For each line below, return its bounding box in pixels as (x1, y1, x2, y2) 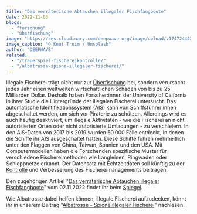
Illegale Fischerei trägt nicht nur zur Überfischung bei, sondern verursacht (6, 79, 186, 86)
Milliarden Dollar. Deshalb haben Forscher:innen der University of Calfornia (6, 91, 187, 98)
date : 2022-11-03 (6, 14, 49, 20)
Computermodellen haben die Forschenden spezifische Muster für (6, 148, 167, 155)
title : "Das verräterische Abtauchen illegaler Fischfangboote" (6, 8, 167, 15)
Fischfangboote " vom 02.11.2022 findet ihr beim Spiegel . (6, 184, 143, 191)
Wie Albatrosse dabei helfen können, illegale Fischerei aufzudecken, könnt (6, 195, 186, 202)
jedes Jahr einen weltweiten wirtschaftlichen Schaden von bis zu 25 (6, 86, 171, 93)
